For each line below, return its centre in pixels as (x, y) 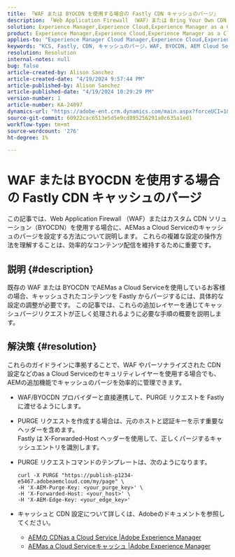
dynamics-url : (28, 111)
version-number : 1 (34, 99)
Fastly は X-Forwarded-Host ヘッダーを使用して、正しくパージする (114, 438)
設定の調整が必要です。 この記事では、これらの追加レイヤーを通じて (106, 305)
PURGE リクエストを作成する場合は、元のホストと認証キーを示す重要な (120, 420)
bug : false (23, 66)
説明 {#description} (51, 269)
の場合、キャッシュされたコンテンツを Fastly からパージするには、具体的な (115, 296)
